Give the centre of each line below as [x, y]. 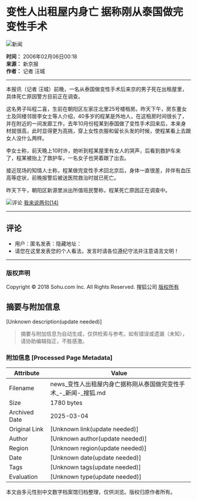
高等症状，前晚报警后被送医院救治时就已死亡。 [62, 178]
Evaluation [23, 477]
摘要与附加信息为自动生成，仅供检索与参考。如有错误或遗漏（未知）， [104, 333]
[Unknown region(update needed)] [98, 448]
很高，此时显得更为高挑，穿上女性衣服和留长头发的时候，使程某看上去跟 [103, 131]
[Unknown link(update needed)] [94, 430]
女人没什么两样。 [27, 138]
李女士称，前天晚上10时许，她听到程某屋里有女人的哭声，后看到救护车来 [94, 151]
